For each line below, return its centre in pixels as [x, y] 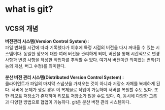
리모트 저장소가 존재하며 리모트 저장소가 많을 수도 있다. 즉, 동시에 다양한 [79, 96]
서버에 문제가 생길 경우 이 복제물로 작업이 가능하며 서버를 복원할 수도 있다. [82, 90]
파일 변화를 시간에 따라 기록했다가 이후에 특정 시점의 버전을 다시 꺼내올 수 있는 [80, 47]
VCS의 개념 [22, 28]
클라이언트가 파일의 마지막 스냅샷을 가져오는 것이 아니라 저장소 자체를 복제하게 [80, 83]
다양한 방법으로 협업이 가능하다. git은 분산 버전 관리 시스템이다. [70, 102]
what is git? [29, 9]
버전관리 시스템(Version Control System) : [47, 41]
